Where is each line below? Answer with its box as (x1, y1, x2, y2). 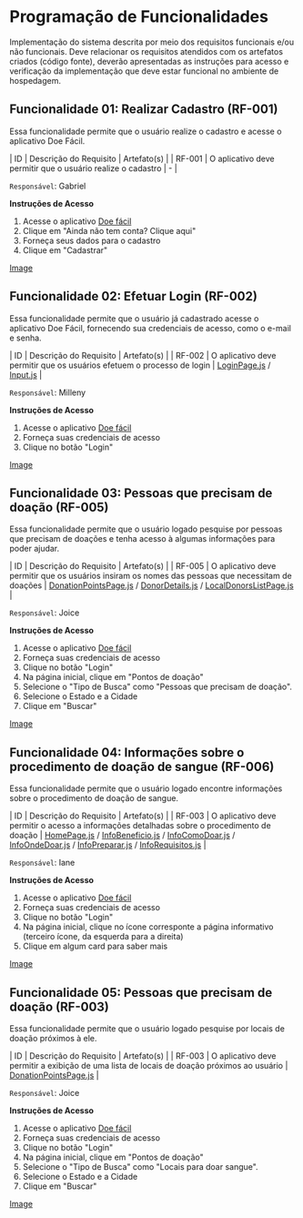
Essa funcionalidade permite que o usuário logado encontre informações (9, 783, 283, 794)
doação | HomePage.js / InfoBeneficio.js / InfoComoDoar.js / (9, 830, 236, 841)
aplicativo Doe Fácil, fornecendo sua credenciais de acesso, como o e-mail (9, 322, 291, 333)
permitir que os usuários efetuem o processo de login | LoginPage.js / (9, 360, 271, 370)
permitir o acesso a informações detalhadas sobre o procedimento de (9, 820, 271, 831)
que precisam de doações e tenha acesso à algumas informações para (9, 533, 276, 544)
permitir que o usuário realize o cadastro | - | (9, 162, 177, 174)
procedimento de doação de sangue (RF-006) (9, 758, 275, 775)
